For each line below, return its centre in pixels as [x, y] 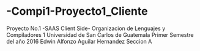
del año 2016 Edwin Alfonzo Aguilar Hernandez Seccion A [79, 41]
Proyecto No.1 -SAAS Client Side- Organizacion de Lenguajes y [86, 28]
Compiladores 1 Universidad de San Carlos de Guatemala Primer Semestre [100, 34]
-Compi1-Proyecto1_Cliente [77, 11]
